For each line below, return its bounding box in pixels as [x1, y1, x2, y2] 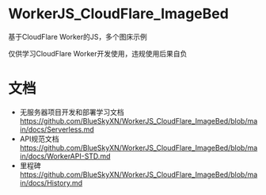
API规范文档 [19, 134, 59, 143]
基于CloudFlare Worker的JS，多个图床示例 [8, 32, 148, 41]
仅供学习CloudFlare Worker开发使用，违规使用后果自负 [8, 48, 188, 58]
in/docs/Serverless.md [19, 124, 94, 134]
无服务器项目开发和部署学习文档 [19, 107, 124, 117]
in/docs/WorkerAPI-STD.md [19, 151, 111, 161]
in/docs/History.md [19, 178, 83, 187]
